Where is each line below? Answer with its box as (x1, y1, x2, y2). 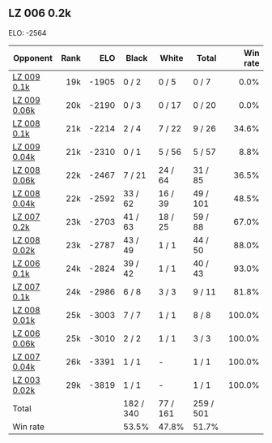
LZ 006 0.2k (8, 6, 71, 20)
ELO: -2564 (8, 28, 47, 37)
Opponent (13, 52, 53, 63)
